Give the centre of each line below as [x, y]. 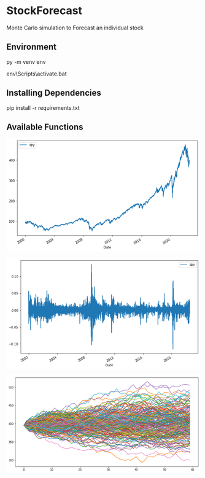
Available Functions [45, 127]
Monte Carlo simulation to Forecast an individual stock [75, 28]
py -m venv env [26, 61]
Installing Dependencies [54, 93]
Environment [32, 47]
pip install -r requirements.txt [43, 107]
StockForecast [44, 11]
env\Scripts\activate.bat [37, 74]
